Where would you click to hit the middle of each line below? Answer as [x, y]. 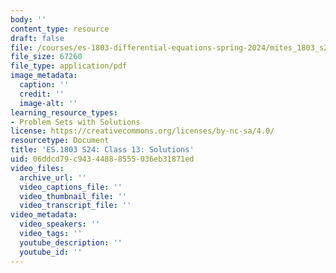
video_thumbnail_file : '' [73, 196]
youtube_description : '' [71, 242]
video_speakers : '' [60, 224]
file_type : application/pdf [69, 66]
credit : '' [42, 94]
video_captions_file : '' [71, 187]
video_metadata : [44, 215]
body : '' [28, 19]
